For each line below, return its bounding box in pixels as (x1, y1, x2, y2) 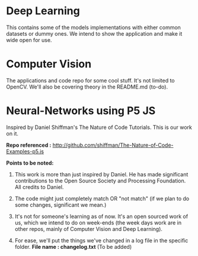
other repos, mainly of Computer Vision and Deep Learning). (14, 225, 163, 232)
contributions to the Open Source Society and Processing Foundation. (14, 177, 186, 184)
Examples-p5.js (6, 147, 44, 155)
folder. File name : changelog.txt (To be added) (14, 243, 132, 250)
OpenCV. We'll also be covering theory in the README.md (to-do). (6, 83, 168, 90)
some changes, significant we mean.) (14, 201, 107, 208)
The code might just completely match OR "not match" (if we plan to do (14, 195, 190, 202)
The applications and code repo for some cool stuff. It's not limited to (6, 77, 175, 84)
